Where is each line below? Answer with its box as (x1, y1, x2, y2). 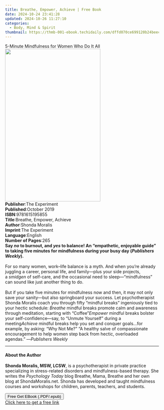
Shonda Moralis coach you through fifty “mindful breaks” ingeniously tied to (5, 300, 158, 305)
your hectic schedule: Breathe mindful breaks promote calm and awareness (5, 305, 158, 311)
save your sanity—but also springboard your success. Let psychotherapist (5, 295, 155, 301)
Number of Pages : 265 (5, 237, 50, 243)
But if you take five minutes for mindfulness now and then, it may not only (5, 289, 153, 295)
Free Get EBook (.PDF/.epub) (7, 394, 61, 399)
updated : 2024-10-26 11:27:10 (5, 16, 67, 21)
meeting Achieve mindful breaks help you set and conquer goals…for (5, 321, 143, 326)
